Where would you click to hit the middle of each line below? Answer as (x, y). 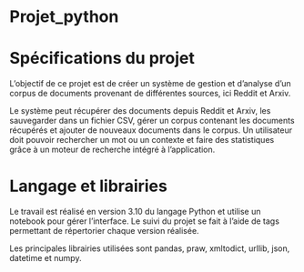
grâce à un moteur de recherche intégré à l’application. (112, 150)
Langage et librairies (89, 186)
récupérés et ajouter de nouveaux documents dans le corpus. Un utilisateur (151, 130)
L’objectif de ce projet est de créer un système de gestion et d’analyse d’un (150, 84)
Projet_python (64, 17)
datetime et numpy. (46, 258)
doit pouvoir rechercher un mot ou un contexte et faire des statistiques (142, 140)
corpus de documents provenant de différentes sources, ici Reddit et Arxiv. (150, 94)
